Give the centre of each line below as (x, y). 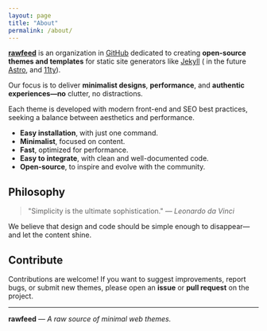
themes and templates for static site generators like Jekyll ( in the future (127, 61)
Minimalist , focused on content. (72, 142)
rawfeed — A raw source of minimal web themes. (90, 319)
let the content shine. (57, 235)
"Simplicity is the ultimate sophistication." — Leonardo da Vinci (131, 211)
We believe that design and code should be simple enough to (108, 227)
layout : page (30, 16)
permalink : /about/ (41, 30)
